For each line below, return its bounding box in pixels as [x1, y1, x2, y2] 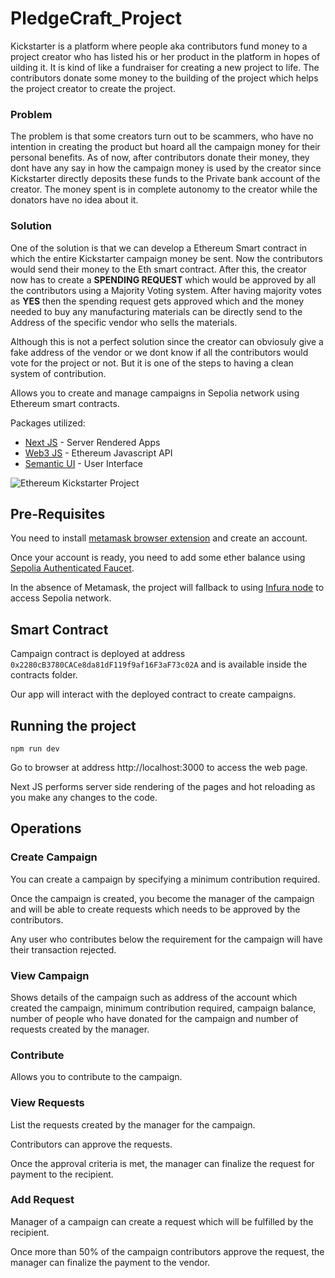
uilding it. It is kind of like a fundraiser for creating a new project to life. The [10, 61, 320, 73]
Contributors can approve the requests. [10, 1138, 173, 1150]
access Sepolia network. [10, 592, 112, 604]
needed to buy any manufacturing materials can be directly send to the [10, 305, 303, 317]
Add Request [10, 1193, 75, 1207]
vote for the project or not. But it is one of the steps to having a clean [10, 357, 294, 369]
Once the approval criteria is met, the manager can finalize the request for [10, 1157, 315, 1169]
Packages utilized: [10, 417, 86, 429]
